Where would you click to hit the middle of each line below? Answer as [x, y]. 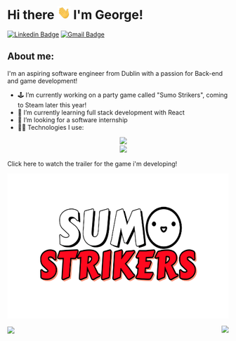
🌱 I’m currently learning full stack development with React [101, 112]
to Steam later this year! [52, 105]
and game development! [42, 81]
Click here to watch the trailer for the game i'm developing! [92, 163]
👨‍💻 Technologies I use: [51, 127]
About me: [31, 56]
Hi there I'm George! [76, 15]
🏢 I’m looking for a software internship [72, 120]
